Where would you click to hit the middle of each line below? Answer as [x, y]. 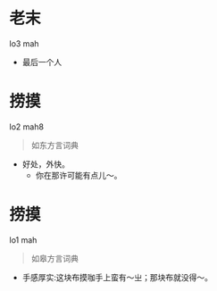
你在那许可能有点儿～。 [79, 175]
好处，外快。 [46, 164]
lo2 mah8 [27, 127]
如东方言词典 [54, 145]
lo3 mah [24, 43]
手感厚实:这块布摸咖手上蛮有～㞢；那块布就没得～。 [117, 277]
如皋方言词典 [54, 258]
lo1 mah [23, 240]
